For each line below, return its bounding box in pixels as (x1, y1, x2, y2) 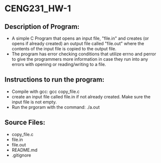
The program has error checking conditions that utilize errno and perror (11, 51, 156, 57)
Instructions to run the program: (4, 75, 105, 84)
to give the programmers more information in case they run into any (11, 56, 148, 62)
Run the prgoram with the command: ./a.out (11, 104, 100, 110)
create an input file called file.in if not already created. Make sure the (11, 93, 151, 99)
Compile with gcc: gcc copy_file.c (11, 89, 80, 94)
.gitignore (11, 152, 31, 158)
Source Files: (4, 118, 46, 127)
